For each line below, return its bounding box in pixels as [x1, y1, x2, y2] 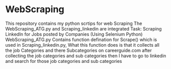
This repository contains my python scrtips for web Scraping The [5, 20, 142, 26]
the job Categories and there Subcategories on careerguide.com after [5, 47, 152, 53]
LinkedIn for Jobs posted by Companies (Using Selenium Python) [5, 31, 143, 37]
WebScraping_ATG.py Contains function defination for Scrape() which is [5, 37, 157, 43]
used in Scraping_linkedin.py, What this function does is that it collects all [5, 42, 160, 48]
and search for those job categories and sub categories [5, 58, 123, 64]
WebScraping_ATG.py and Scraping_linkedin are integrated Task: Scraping [5, 25, 162, 31]
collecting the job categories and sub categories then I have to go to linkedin [5, 52, 166, 59]
